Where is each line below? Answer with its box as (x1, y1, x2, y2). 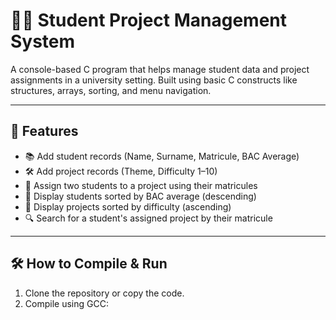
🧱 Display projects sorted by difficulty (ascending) (24, 200, 232, 213)
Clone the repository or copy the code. (24, 287, 185, 299)
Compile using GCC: (24, 297, 109, 309)
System (10, 30, 76, 53)
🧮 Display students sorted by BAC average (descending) (24, 190, 257, 202)
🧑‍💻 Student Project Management (10, 9, 288, 32)
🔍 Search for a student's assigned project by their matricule (24, 212, 273, 224)
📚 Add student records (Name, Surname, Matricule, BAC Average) (24, 150, 300, 162)
